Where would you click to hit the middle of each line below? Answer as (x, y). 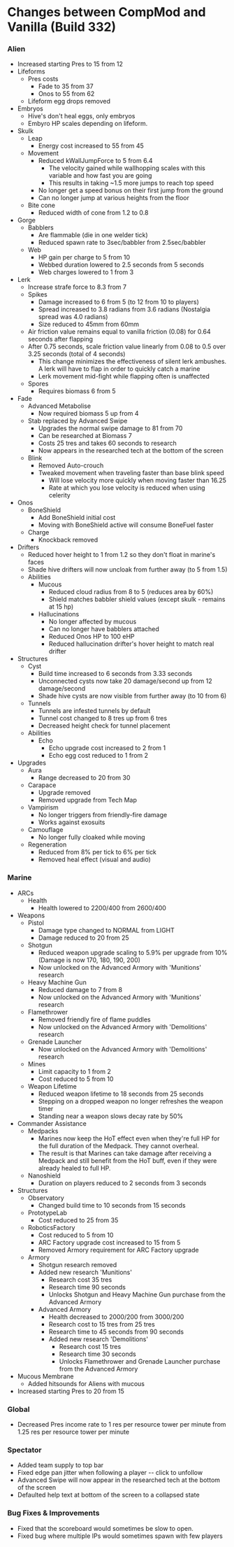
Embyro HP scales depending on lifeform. (88, 124)
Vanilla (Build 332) (62, 27)
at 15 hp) (61, 607)
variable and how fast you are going (100, 176)
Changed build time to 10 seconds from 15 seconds (112, 1205)
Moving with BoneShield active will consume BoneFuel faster (126, 525)
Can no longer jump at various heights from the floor (114, 198)
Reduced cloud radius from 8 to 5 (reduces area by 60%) (131, 592)
